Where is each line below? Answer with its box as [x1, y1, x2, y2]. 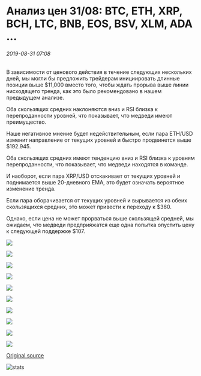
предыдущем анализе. [6, 94, 64, 102]
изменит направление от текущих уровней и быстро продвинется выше [6, 136, 192, 144]
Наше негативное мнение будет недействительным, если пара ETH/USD [6, 130, 193, 138]
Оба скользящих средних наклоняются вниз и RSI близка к [6, 106, 158, 113]
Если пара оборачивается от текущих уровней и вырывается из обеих [6, 197, 188, 204]
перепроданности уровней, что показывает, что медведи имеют [6, 112, 173, 120]
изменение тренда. [6, 185, 56, 193]
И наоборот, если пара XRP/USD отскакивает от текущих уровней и [6, 172, 181, 180]
